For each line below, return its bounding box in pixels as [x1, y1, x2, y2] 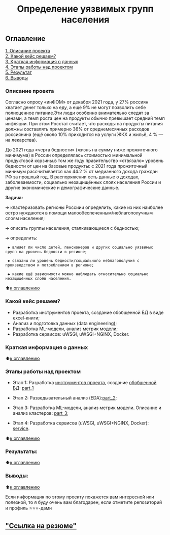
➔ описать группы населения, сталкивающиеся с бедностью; [5, 225, 140, 231]
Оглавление [5, 34, 46, 43]
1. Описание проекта [5, 48, 50, 53]
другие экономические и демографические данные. [5, 184, 120, 191]
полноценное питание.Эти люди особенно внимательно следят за [5, 110, 150, 116]
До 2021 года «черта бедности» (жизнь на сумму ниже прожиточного [5, 147, 158, 153]
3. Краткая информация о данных [5, 59, 79, 64]
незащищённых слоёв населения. [5, 276, 72, 281]
